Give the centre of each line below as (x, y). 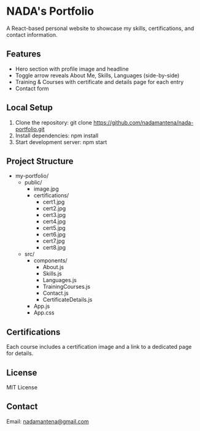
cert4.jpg (54, 221)
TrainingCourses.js (67, 287)
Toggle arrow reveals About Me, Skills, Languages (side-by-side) (97, 75)
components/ (50, 261)
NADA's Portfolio (50, 11)
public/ (33, 183)
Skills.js (52, 273)
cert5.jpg (54, 228)
